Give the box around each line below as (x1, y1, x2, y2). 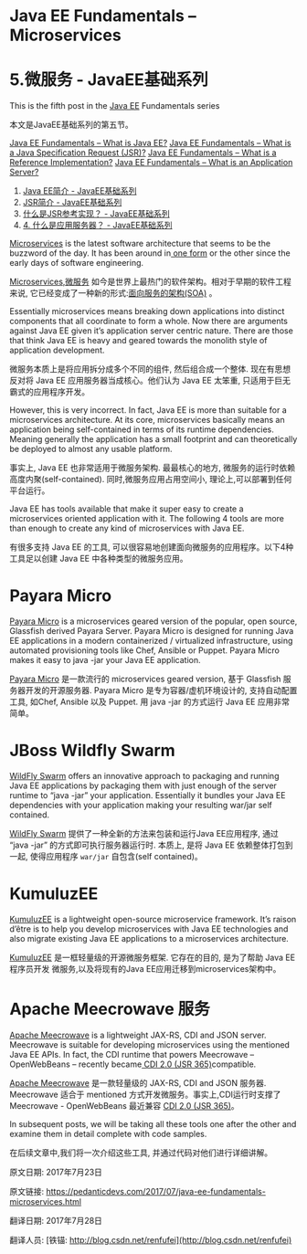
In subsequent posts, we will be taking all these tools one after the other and (9, 1118, 297, 1129)
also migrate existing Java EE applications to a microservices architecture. (9, 933, 290, 943)
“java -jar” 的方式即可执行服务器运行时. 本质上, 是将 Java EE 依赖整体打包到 (9, 839, 293, 850)
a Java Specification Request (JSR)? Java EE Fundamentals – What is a (9, 147, 277, 158)
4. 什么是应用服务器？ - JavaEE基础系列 (22, 220, 173, 231)
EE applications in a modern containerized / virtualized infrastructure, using (9, 636, 293, 647)
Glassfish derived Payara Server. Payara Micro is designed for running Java (9, 626, 294, 637)
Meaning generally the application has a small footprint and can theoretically (9, 434, 298, 445)
